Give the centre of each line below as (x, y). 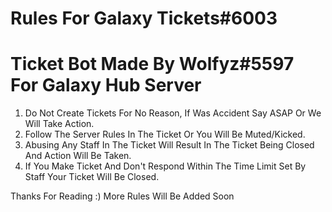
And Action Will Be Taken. (78, 156)
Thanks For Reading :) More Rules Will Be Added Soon (122, 196)
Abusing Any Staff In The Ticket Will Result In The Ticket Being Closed (169, 145)
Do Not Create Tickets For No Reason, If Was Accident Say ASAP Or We (173, 113)
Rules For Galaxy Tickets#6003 (144, 18)
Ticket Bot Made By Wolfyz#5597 (152, 64)
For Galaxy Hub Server (106, 85)
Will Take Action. (59, 124)
